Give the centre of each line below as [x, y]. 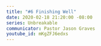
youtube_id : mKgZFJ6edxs [37, 34]
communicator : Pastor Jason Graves [51, 28]
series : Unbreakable [32, 23]
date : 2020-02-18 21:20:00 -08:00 [50, 17]
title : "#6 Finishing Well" [41, 12]
